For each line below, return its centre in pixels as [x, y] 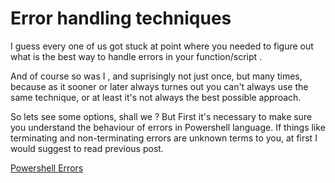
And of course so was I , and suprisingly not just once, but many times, [156, 76]
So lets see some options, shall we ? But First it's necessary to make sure [161, 116]
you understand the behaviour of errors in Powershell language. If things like [168, 127]
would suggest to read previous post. [87, 148]
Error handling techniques [121, 18]
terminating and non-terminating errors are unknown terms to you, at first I [164, 138]
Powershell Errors [47, 168]
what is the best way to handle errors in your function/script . [136, 56]
